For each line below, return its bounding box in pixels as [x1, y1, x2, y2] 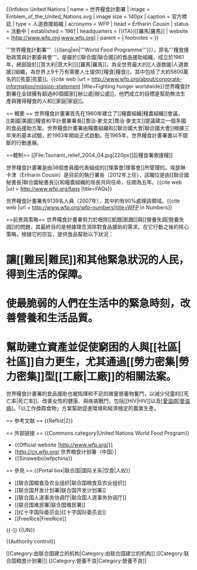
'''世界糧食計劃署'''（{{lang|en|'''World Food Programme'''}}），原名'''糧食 [6, 46, 184, 53]
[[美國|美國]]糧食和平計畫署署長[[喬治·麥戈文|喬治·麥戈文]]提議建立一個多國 [6, 117, 186, 124]
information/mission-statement [6, 83, 81, 90]
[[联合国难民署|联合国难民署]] [14, 502, 86, 509]
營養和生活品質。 [16, 311, 99, 325]
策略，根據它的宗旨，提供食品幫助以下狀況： [6, 231, 114, 238]
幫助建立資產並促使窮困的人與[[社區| [6, 341, 182, 353]
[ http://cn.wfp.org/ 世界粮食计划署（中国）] [14, 448, 117, 455]
